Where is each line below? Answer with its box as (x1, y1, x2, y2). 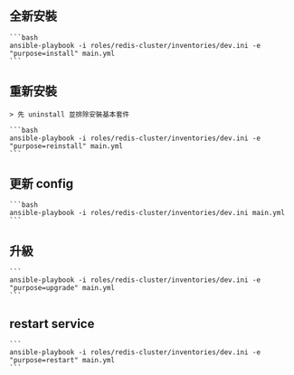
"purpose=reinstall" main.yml (9, 141, 124, 151)
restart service (9, 315, 95, 332)
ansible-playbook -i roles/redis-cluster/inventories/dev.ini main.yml (9, 209, 285, 218)
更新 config (9, 176, 74, 192)
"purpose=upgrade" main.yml (9, 284, 116, 293)
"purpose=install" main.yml (9, 49, 116, 58)
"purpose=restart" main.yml (9, 356, 116, 365)
